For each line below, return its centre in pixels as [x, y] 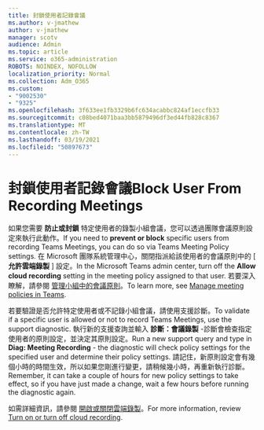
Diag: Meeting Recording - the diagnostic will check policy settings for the [129, 347]
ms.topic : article [38, 52]
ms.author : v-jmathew [44, 23]
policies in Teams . [37, 295]
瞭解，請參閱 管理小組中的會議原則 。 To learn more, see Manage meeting [126, 286]
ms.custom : [26, 88]
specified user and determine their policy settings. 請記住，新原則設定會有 [128, 357]
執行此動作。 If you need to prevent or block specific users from [125, 238]
